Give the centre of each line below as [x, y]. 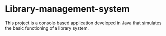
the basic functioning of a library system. [47, 28]
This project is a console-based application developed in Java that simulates [83, 23]
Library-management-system [67, 9]
